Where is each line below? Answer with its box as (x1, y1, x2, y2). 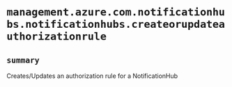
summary (6, 55, 40, 65)
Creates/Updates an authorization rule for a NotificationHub (6, 72, 178, 80)
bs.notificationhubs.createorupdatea (6, 18, 226, 31)
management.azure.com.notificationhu (6, 6, 226, 19)
